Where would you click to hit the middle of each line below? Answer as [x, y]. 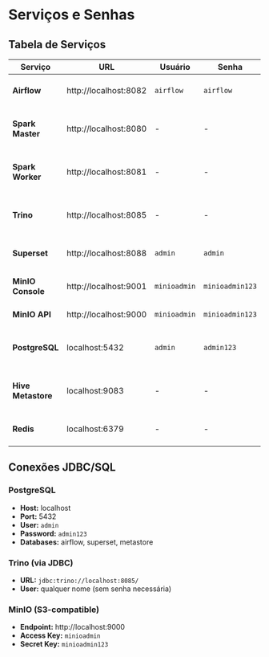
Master [26, 134]
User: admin [39, 524]
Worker [27, 177]
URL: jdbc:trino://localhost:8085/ [79, 580]
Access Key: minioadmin [60, 635]
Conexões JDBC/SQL [62, 467]
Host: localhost [45, 508]
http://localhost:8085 [107, 215]
